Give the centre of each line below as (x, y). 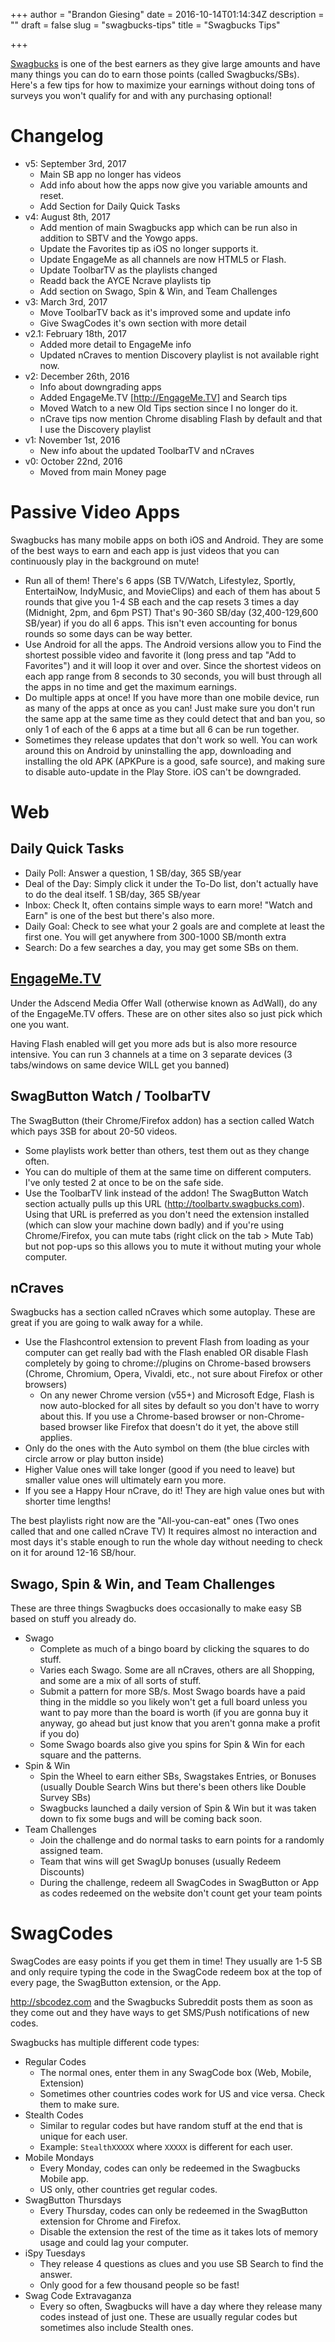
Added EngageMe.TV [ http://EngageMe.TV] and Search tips (163, 397)
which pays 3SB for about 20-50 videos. (94, 1131)
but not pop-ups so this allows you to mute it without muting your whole (173, 1246)
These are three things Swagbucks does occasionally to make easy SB (156, 1608)
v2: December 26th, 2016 (77, 376)
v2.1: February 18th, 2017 (76, 333)
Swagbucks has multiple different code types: (105, 2043)
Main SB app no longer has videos (110, 174)
